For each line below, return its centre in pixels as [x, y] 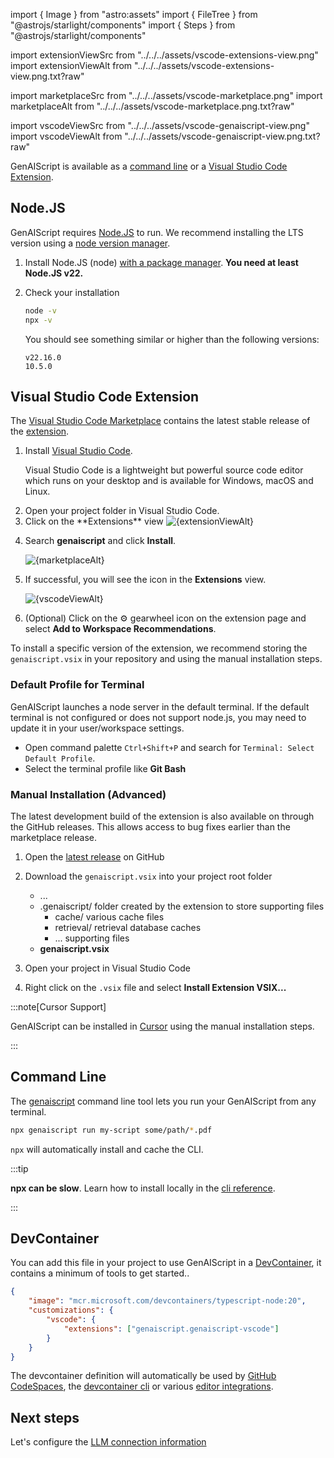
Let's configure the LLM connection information [108, 1442]
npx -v [38, 320]
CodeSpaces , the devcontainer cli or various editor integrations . [142, 1386]
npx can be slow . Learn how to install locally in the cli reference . [143, 1188]
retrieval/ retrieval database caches [128, 927]
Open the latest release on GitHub [94, 856]
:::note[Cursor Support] [58, 1006]
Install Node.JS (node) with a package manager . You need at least [161, 262]
